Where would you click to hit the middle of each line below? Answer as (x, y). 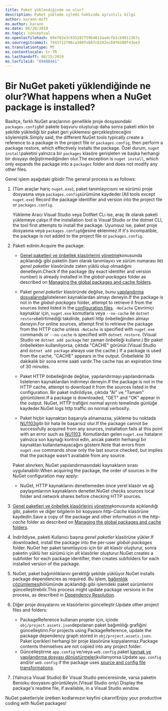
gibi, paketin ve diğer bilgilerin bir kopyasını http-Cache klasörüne (80, 512)
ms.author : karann (24, 24)
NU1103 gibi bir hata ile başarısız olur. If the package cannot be (84, 424)
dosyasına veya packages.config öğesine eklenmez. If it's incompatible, (85, 231)
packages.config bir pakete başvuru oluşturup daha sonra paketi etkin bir (80, 127)
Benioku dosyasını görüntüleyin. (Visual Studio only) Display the (78, 683)
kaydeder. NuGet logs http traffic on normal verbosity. (75, 409)
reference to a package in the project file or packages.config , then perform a (84, 143)
